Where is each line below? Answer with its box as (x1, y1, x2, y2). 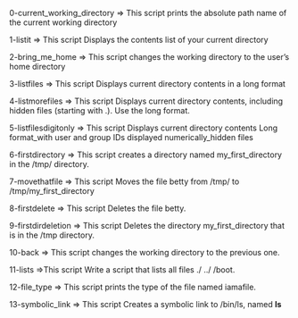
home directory (9, 62, 66, 71)
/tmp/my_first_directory (9, 186, 95, 196)
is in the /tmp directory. (9, 230, 95, 240)
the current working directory (9, 17, 118, 28)
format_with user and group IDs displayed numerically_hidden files (9, 132, 254, 142)
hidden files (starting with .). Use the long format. (9, 105, 190, 115)
